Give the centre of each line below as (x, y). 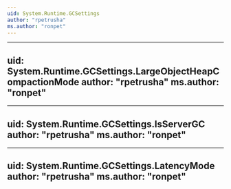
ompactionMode (43, 82)
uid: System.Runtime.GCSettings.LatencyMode (111, 166)
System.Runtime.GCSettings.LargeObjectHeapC (113, 71)
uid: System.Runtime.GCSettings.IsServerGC (106, 124)
